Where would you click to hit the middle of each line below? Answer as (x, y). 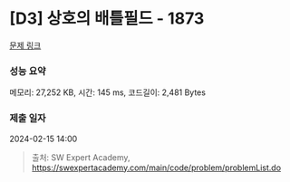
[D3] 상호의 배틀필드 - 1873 (107, 19)
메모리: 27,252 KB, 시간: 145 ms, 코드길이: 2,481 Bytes (108, 92)
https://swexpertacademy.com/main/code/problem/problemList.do (156, 168)
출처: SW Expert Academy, (81, 157)
